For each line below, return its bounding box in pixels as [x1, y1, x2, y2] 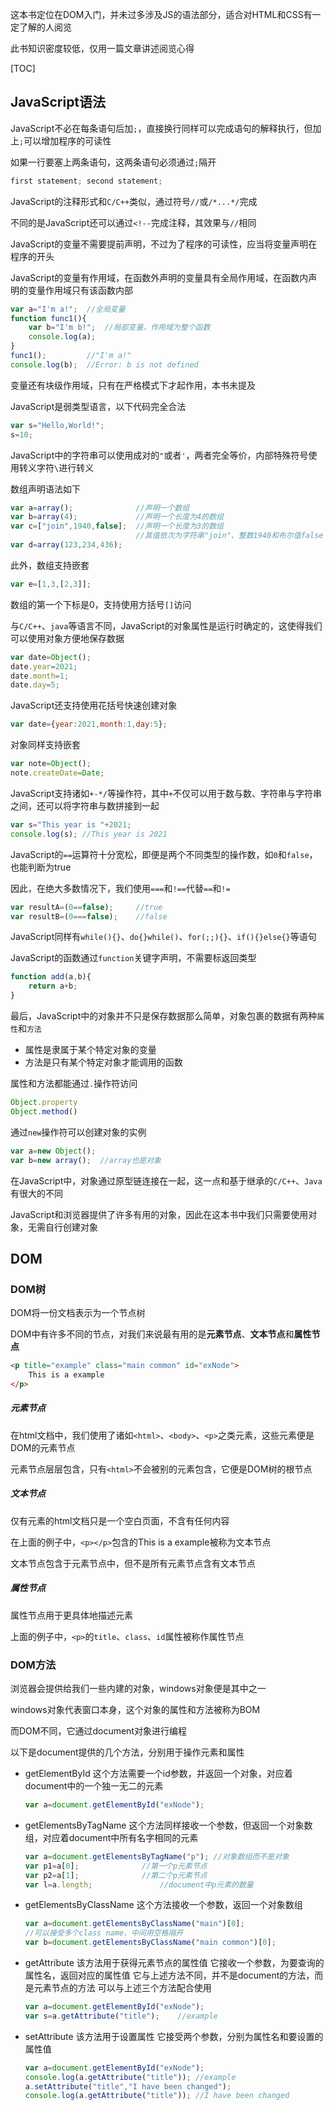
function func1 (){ [10, 313, 87, 323]
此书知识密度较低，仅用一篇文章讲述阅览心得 [10, 43, 195, 54]
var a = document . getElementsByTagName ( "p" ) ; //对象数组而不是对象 [24, 1851, 290, 1862]
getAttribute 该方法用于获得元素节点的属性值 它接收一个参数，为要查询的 [24, 1957, 325, 1969]
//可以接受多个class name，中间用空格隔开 [24, 1928, 184, 1938]
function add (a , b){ [10, 972, 92, 982]
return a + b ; [28, 981, 78, 992]
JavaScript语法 [10, 94, 107, 111]
